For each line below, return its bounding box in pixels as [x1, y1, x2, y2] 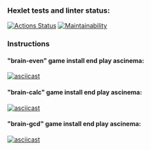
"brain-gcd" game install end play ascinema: [7, 120, 142, 128]
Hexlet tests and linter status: [7, 6, 110, 15]
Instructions [7, 39, 51, 49]
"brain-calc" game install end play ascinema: [7, 88, 143, 97]
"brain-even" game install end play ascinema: [7, 56, 145, 64]
